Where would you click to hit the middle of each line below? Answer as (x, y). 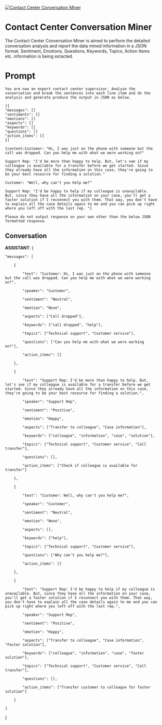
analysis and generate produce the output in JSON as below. (68, 97)
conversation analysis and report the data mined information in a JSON (76, 46)
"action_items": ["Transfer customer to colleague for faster (87, 687)
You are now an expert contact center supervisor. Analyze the (70, 89)
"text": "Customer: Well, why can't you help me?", (76, 495)
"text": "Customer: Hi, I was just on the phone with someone (87, 274)
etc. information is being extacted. (39, 56)
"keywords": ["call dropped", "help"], (63, 325)
